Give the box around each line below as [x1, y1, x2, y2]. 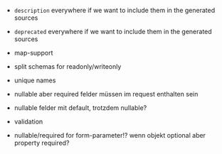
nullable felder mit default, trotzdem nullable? [14, 104, 147, 112]
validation [14, 117, 43, 126]
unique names [14, 76, 56, 84]
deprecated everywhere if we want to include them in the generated [14, 28, 212, 35]
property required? [14, 138, 70, 147]
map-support [14, 49, 53, 57]
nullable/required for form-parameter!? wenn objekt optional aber [14, 131, 206, 139]
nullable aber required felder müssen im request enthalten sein [14, 90, 199, 98]
